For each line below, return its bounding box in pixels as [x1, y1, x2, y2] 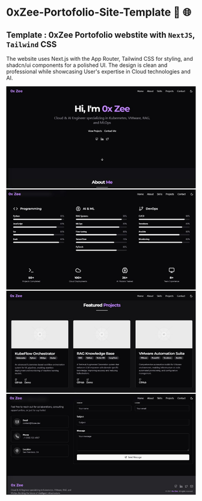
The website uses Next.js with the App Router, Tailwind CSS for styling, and [6, 55, 194, 62]
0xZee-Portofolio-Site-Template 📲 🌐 [6, 5, 191, 19]
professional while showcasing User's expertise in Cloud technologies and [6, 68, 191, 75]
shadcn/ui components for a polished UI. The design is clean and [6, 61, 168, 69]
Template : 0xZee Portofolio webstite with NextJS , [6, 30, 195, 40]
